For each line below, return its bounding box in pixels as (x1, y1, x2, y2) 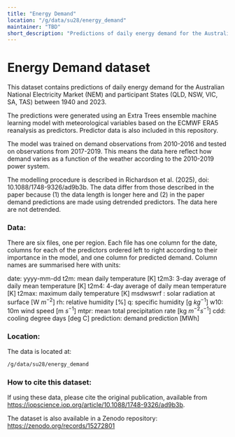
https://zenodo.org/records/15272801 (7, 422, 115, 430)
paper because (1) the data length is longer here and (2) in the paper (7, 190, 205, 199)
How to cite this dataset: (7, 377, 92, 387)
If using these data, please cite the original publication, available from (7, 393, 208, 402)
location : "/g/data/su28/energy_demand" (7, 17, 127, 24)
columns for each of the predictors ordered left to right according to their (7, 246, 218, 255)
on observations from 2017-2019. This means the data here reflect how (7, 148, 212, 156)
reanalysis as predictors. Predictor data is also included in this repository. (7, 127, 219, 135)
